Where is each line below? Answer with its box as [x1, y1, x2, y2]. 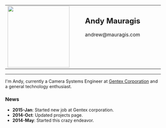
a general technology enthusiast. [5, 84, 72, 89]
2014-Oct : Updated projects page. [12, 112, 83, 118]
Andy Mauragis [84, 16, 141, 26]
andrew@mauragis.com [84, 31, 140, 38]
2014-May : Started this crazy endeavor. [12, 118, 94, 124]
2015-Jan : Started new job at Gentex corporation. [12, 107, 114, 113]
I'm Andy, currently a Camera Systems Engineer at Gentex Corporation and [5, 78, 158, 84]
